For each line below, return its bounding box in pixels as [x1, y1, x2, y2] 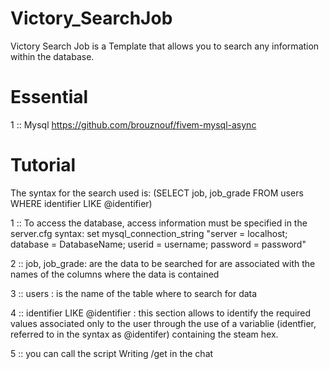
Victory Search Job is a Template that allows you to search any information [10, 40, 320, 52]
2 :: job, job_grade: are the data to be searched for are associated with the [10, 257, 316, 269]
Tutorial [10, 154, 77, 177]
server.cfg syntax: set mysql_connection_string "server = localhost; [10, 227, 288, 239]
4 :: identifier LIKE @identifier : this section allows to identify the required [10, 307, 312, 319]
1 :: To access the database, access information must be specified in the [10, 217, 308, 229]
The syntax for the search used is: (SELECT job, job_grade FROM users [10, 187, 304, 199]
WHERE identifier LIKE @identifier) [10, 197, 153, 209]
